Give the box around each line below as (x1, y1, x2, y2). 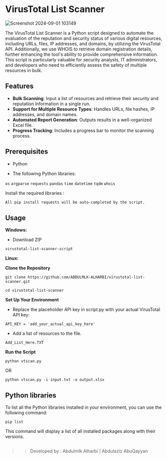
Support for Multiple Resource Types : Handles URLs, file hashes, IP (12, 106, 155, 112)
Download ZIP (12, 237, 42, 243)
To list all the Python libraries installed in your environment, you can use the (5, 404, 162, 411)
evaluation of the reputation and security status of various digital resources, (5, 35, 162, 41)
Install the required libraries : (5, 190, 64, 196)
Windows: (5, 227, 27, 233)
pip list (5, 419, 24, 425)
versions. (5, 434, 24, 440)
